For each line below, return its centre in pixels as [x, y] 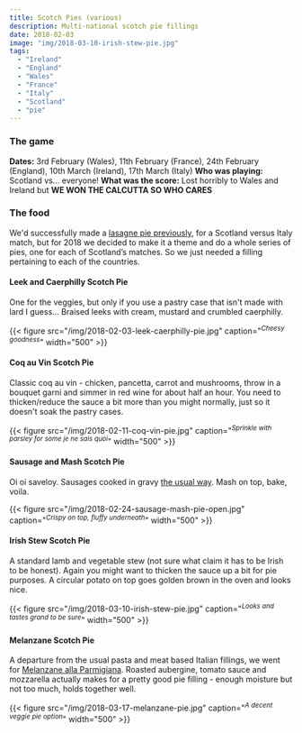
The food [30, 213]
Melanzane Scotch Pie [52, 640]
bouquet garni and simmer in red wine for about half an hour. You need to [145, 392]
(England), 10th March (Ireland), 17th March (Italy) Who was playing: [136, 170]
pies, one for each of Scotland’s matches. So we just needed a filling [136, 252]
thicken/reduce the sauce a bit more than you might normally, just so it [140, 401]
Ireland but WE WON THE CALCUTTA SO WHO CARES [111, 189]
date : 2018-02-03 [42, 34]
